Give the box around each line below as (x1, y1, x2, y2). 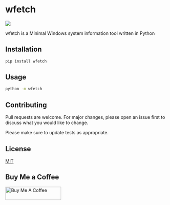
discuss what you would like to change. (5, 119, 89, 126)
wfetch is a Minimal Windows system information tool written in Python (5, 30, 155, 36)
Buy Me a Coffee (5, 173, 59, 181)
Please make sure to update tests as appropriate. (5, 130, 109, 136)
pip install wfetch (5, 58, 47, 64)
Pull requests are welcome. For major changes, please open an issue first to (5, 114, 165, 120)
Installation (5, 45, 42, 54)
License (5, 145, 31, 153)
